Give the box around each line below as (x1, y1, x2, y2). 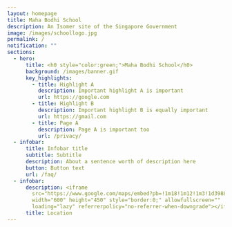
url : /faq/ (25, 171, 57, 178)
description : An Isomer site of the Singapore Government (7, 23, 177, 30)
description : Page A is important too (37, 126, 150, 133)
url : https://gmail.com (37, 113, 107, 120)
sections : (7, 49, 36, 56)
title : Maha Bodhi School (7, 17, 81, 24)
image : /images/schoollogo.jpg (7, 29, 97, 37)
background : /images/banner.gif (25, 68, 119, 75)
